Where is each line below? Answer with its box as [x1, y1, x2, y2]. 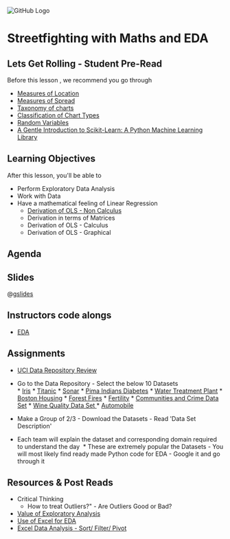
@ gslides [7, 290, 34, 298]
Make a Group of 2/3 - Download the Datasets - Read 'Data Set [16, 414, 196, 422]
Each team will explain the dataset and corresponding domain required [16, 435, 218, 443]
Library [16, 133, 38, 141]
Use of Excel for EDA [16, 517, 77, 525]
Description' [16, 422, 52, 430]
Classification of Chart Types [16, 111, 100, 119]
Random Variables [16, 119, 69, 126]
